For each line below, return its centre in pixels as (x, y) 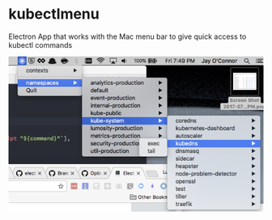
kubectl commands (40, 44)
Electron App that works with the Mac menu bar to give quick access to (127, 36)
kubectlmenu (54, 14)
